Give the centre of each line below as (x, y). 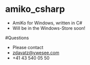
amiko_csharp (35, 9)
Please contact (28, 47)
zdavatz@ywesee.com (36, 53)
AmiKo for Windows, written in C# (47, 23)
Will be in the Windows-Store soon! (49, 28)
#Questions (17, 38)
